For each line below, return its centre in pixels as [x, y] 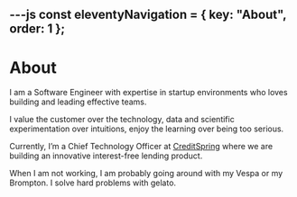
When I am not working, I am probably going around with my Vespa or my [146, 174]
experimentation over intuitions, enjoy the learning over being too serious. [147, 129]
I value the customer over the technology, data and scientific [122, 120]
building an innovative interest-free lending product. [106, 156]
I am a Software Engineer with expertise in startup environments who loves [148, 93]
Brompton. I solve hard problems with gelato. [93, 183]
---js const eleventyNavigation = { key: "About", [148, 15]
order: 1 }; [37, 29]
